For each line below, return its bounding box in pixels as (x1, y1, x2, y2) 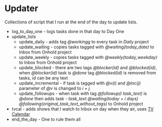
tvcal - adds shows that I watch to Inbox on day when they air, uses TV (11, 106, 154, 112)
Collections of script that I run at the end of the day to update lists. (4, 19, 138, 25)
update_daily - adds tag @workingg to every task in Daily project (18, 38, 149, 44)
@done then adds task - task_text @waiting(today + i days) (18, 95, 139, 101)
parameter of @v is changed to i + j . (18, 85, 91, 91)
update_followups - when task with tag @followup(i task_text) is (18, 91, 147, 96)
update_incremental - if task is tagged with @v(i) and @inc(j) (18, 80, 141, 86)
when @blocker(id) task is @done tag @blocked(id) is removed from (18, 70, 156, 75)
